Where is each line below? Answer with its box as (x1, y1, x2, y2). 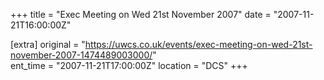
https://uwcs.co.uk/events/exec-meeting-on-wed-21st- (84, 39, 313, 50)
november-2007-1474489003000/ (10, 49, 153, 61)
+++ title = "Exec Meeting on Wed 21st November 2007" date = (10, 9, 272, 20)
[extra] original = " (10, 39, 86, 50)
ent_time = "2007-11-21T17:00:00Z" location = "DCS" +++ (10, 60, 248, 71)
